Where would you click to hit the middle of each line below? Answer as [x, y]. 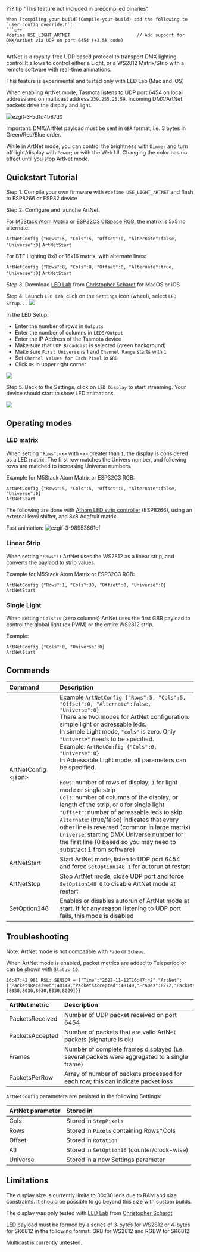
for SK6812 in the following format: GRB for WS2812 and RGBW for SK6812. [99, 1231]
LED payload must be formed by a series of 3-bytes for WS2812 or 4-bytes [98, 1225]
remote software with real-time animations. [59, 69]
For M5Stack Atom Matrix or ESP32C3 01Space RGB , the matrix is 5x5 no [96, 221]
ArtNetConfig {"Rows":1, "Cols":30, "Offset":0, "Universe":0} [86, 585]
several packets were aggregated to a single [126, 1056]
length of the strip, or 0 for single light [112, 805]
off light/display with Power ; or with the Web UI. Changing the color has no [97, 152]
